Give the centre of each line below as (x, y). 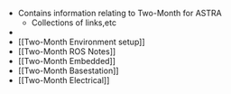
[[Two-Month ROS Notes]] (67, 52)
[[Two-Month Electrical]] (64, 80)
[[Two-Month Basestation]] (68, 70)
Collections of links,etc (74, 23)
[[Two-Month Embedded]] (66, 61)
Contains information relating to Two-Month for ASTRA (120, 13)
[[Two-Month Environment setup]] (82, 42)
